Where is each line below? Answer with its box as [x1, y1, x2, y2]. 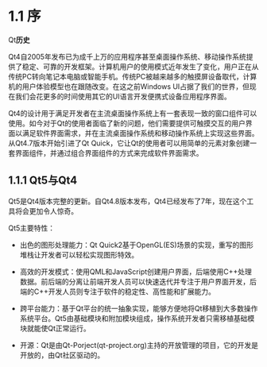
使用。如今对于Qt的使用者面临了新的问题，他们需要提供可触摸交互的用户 [8, 118, 246, 128]
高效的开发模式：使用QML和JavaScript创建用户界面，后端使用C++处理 [19, 267, 253, 276]
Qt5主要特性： [8, 223, 56, 233]
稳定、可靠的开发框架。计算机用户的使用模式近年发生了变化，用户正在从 [21, 61, 259, 71]
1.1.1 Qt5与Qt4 [8, 174, 78, 187]
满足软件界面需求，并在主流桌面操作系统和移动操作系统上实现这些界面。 [21, 128, 259, 137]
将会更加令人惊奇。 [14, 206, 78, 215]
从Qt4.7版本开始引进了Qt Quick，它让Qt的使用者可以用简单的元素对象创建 [8, 138, 250, 148]
